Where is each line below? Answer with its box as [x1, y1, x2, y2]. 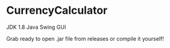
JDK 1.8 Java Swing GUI [6, 23, 66, 31]
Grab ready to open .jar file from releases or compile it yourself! [6, 35, 165, 42]
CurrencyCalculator [6, 4, 108, 17]
